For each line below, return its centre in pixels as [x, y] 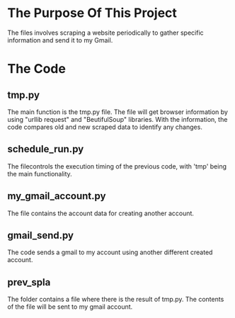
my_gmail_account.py [57, 196]
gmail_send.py [41, 235]
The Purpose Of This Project [92, 13]
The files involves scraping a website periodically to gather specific [105, 33]
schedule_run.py [46, 149]
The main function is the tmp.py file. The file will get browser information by [118, 112]
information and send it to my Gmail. [60, 40]
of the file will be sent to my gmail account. [70, 307]
